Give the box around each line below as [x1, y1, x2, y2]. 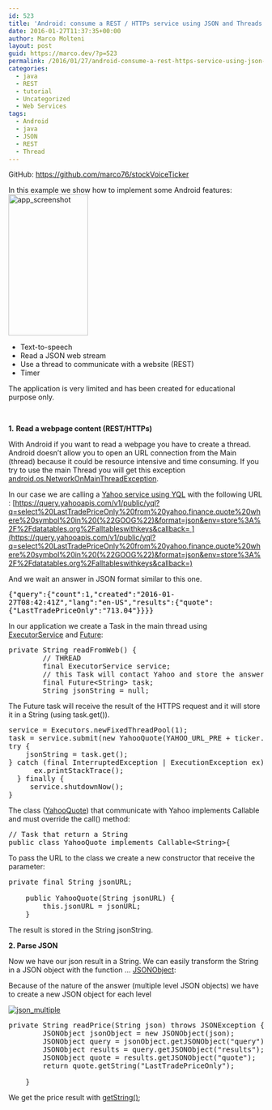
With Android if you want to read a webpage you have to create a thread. [8, 439, 251, 450]
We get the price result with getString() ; [8, 1093, 141, 1103]
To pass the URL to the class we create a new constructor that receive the [8, 853, 255, 863]
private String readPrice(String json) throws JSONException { [8, 1021, 265, 1030]
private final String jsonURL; [8, 877, 133, 887]
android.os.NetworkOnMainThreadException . [8, 474, 159, 484]
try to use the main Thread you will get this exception [8, 465, 186, 475]
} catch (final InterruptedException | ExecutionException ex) [8, 758, 265, 767]
